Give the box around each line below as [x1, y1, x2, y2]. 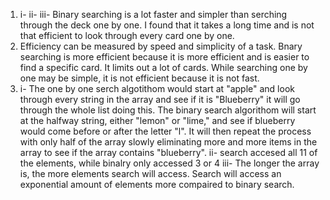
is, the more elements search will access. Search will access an [19, 168, 282, 179]
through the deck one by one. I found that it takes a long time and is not [19, 19, 315, 31]
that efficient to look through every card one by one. [19, 30, 235, 41]
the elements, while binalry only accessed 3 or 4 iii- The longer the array [19, 157, 320, 169]
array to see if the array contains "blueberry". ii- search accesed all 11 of [19, 147, 318, 158]
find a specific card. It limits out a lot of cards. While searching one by [19, 62, 308, 73]
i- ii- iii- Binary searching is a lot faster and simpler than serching [19, 9, 288, 20]
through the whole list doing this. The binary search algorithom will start [19, 104, 317, 116]
